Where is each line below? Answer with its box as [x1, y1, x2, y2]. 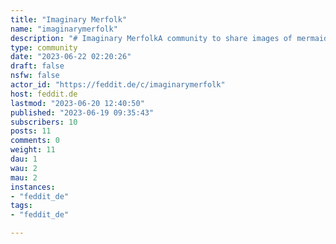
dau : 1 [10, 154, 38, 164]
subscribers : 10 [10, 117, 78, 127]
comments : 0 [10, 136, 60, 146]
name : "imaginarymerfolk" [10, 24, 118, 34]
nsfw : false [10, 71, 60, 81]
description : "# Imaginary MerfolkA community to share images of [10, 33, 293, 43]
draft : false [10, 61, 65, 71]
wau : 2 [10, 163, 38, 173]
